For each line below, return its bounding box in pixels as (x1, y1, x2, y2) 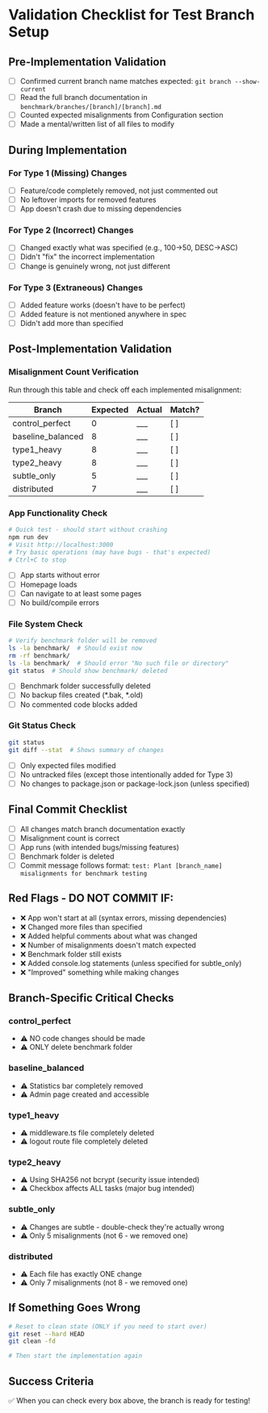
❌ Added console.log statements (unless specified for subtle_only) (19, 958, 242, 968)
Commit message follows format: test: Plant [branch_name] (19, 860, 223, 870)
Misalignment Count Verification (8, 366, 139, 378)
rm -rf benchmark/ (8, 651, 70, 659)
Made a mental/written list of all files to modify (19, 119, 175, 129)
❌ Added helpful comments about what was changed (19, 930, 198, 941)
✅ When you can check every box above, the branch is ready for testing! (8, 1396, 250, 1406)
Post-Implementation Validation (8, 342, 172, 356)
